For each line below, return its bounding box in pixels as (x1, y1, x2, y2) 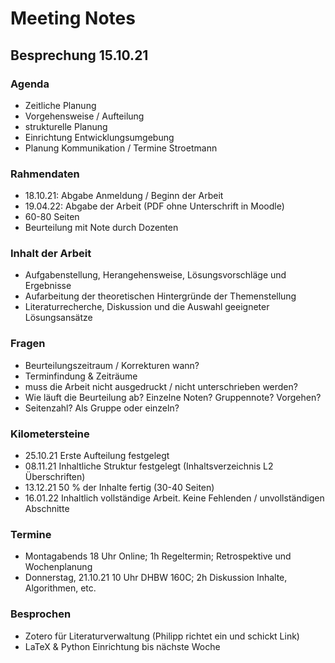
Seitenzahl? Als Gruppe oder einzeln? (24, 402, 180, 414)
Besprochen (10, 607, 72, 621)
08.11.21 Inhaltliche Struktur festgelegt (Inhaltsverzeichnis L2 (24, 460, 274, 472)
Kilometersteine (10, 427, 90, 441)
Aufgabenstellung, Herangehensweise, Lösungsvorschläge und (24, 269, 287, 281)
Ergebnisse (24, 280, 72, 292)
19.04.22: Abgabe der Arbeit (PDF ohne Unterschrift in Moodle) (24, 200, 285, 212)
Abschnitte (24, 503, 70, 515)
